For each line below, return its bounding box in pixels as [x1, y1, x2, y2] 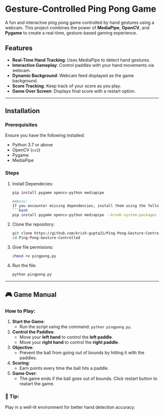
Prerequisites [5, 121, 38, 128]
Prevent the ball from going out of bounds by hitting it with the [19, 350, 145, 356]
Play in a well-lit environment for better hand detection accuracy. [5, 404, 136, 410]
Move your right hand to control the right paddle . [19, 339, 120, 345]
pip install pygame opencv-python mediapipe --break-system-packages [12, 213, 157, 217]
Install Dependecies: [12, 180, 54, 186]
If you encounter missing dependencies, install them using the [12, 203, 146, 208]
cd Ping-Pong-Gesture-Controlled [12, 235, 81, 240]
